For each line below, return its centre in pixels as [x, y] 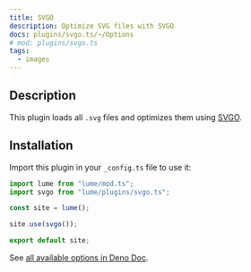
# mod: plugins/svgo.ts [54, 43]
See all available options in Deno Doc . [79, 258]
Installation [41, 146]
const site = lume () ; [50, 208]
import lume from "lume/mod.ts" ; [72, 184]
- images [34, 59]
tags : [19, 51]
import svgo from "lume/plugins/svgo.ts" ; [90, 192]
